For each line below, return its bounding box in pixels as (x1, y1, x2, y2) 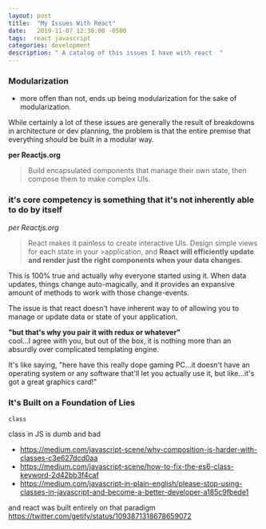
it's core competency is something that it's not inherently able (8, 194, 254, 205)
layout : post (8, 11, 52, 20)
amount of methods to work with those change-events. (8, 288, 189, 297)
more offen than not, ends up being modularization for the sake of (19, 94, 237, 103)
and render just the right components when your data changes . (27, 255, 243, 264)
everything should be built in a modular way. (8, 135, 154, 144)
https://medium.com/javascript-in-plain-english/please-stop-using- (19, 479, 243, 488)
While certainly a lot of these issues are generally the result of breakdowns (8, 118, 255, 127)
